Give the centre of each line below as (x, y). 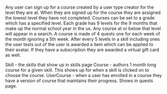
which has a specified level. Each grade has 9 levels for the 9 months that (81, 23)
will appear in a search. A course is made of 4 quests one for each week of (83, 34)
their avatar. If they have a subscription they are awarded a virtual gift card (82, 50)
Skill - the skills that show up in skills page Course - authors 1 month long (81, 65)
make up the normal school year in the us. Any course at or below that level (83, 28)
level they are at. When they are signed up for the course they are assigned (83, 12)
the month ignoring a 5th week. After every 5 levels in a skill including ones (83, 39)
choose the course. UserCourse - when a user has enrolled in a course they (83, 75)
